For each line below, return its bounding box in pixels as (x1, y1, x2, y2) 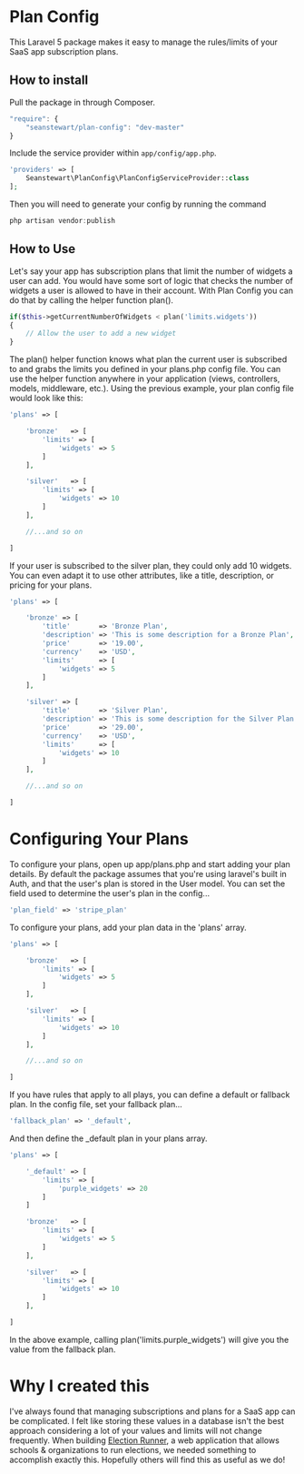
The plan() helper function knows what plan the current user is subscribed (9, 354, 288, 365)
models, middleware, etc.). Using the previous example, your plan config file (9, 383, 295, 394)
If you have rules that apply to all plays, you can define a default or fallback (9, 1089, 290, 1100)
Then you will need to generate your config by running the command (9, 198, 267, 209)
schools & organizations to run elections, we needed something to (9, 1444, 257, 1455)
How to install (9, 73, 89, 88)
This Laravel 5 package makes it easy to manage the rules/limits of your (9, 36, 279, 47)
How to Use (9, 241, 76, 257)
